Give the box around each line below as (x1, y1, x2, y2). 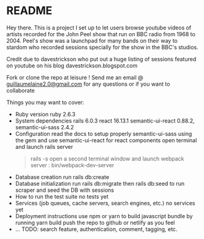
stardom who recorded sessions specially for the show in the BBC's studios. (6, 44, 198, 51)
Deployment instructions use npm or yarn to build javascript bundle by (15, 212, 193, 219)
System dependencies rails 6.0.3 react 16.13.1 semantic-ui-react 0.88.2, (15, 117, 195, 124)
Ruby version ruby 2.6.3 (15, 110, 75, 118)
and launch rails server (15, 143, 74, 150)
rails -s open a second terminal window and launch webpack (30, 154, 184, 162)
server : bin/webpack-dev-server (30, 161, 115, 169)
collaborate (6, 86, 35, 94)
